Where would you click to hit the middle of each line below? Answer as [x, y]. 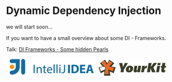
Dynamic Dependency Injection [84, 11]
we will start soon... [29, 27]
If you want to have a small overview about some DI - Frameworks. [86, 38]
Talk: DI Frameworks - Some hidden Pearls [57, 49]
